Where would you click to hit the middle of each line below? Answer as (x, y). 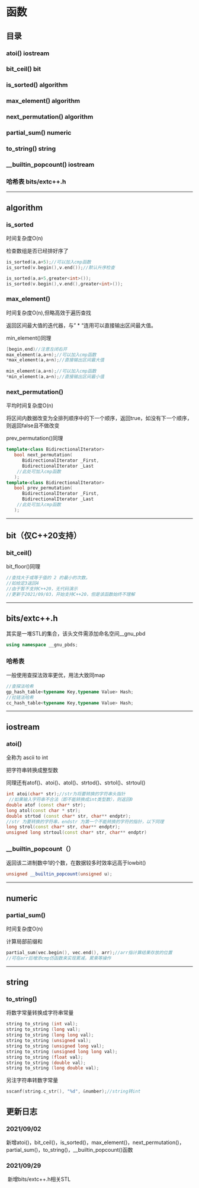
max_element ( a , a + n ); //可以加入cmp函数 (51, 355)
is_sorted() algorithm (37, 85)
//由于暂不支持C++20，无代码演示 (42, 589)
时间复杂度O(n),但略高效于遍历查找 (49, 313)
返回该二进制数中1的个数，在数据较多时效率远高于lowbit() (76, 863)
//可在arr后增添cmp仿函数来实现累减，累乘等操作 (59, 958)
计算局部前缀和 (24, 941)
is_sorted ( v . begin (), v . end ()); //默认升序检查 (61, 268)
